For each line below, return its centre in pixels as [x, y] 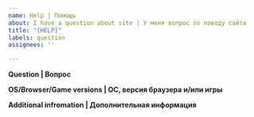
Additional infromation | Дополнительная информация [102, 105]
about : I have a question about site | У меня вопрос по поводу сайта [127, 23]
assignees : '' [32, 45]
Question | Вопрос [40, 74]
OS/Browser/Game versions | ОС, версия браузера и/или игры [115, 90]
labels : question [37, 38]
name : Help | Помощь [42, 15]
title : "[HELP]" [35, 30]
